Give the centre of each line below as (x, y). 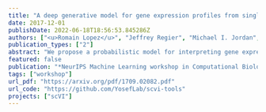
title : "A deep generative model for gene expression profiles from (123, 15)
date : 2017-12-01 (37, 23)
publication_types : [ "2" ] (51, 45)
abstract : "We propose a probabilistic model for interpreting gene (123, 52)
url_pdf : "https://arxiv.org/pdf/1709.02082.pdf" (92, 81)
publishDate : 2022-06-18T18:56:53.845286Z (79, 30)
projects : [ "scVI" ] (40, 96)
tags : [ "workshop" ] (40, 74)
